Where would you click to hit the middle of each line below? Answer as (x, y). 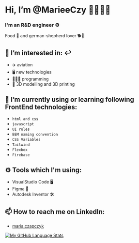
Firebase (21, 155)
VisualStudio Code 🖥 (32, 182)
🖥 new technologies (32, 72)
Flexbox (20, 150)
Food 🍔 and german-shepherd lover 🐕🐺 (45, 36)
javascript (23, 124)
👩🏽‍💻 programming (30, 79)
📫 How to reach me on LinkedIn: (55, 212)
